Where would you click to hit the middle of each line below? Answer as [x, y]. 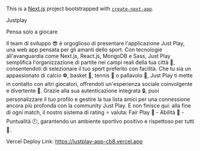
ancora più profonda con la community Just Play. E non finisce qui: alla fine [99, 106]
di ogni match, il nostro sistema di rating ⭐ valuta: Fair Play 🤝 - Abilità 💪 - [95, 112]
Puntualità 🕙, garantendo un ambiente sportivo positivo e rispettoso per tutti [100, 121]
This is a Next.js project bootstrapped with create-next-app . [80, 9]
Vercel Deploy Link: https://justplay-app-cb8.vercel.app [75, 141]
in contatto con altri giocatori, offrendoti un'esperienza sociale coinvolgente [99, 84]
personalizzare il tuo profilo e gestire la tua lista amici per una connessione [98, 99]
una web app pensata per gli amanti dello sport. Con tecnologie [84, 50]
